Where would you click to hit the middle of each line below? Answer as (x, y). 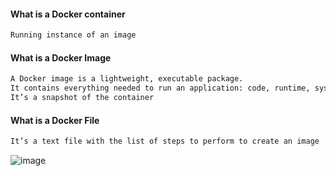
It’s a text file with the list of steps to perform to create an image (165, 141)
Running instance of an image (73, 35)
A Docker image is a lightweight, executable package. (127, 79)
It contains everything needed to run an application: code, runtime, (160, 88)
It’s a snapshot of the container (82, 98)
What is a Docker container (68, 14)
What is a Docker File (55, 120)
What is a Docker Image (61, 57)
